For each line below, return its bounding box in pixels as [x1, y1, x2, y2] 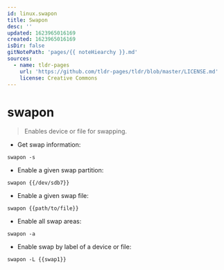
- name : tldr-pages [13, 62, 70, 69]
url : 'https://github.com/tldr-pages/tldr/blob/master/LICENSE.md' [19, 68, 218, 75]
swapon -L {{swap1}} [7, 256, 67, 263]
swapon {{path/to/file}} [7, 205, 79, 212]
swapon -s [7, 154, 36, 161]
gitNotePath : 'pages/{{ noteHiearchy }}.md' [7, 49, 138, 56]
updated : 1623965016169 [7, 29, 76, 37]
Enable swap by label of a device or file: [17, 243, 132, 251]
